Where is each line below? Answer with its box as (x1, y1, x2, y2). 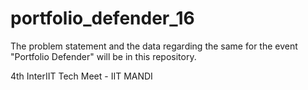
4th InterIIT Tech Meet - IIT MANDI (10, 70, 153, 82)
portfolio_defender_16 (10, 7, 195, 30)
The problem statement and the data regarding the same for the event (10, 40, 298, 52)
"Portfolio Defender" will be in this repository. (10, 50, 197, 62)
